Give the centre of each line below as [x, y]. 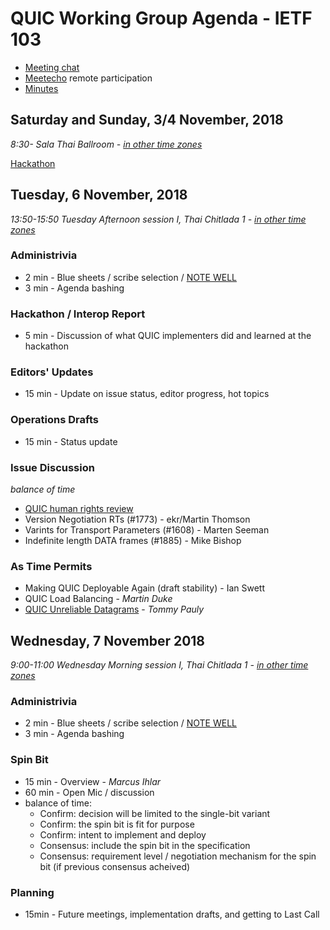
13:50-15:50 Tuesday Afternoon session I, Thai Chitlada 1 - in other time [158, 219]
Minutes [41, 88]
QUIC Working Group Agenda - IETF [161, 18]
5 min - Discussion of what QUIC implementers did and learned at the [168, 336]
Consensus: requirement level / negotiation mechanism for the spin [178, 856]
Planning [32, 892]
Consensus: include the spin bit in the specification [145, 845]
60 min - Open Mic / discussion [89, 792]
